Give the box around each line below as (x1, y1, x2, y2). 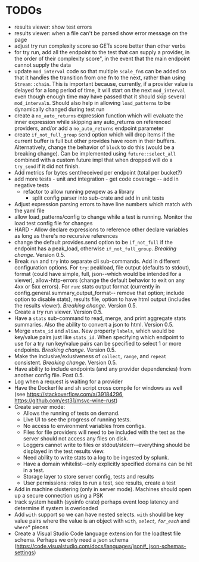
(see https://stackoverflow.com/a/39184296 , (14, 390, 124, 398)
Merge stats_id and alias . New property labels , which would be (14, 327, 175, 334)
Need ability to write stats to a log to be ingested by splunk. (23, 454, 169, 461)
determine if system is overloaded (14, 504, 98, 511)
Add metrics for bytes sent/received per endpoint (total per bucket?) (14, 169, 182, 176)
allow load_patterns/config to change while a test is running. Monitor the (14, 213, 192, 221)
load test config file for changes (14, 219, 93, 226)
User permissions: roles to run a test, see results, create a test (23, 479, 176, 486)
